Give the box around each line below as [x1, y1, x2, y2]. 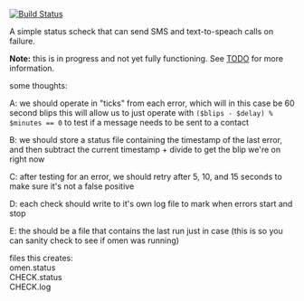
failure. [9, 36, 36, 46]
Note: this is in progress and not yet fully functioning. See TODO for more [9, 53, 283, 63]
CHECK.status [9, 272, 62, 282]
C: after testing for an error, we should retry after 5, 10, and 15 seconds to [9, 172, 282, 182]
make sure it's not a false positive [9, 181, 135, 192]
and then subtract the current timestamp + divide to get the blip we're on [9, 145, 281, 155]
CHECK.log [9, 281, 52, 292]
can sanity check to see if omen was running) [9, 235, 179, 246]
